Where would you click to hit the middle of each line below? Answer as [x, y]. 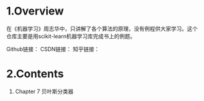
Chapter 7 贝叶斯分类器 [44, 91]
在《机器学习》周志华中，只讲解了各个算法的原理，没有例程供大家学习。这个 [102, 28]
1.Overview [35, 11]
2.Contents [35, 74]
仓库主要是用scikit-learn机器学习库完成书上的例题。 [71, 36]
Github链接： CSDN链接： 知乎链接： [53, 49]
